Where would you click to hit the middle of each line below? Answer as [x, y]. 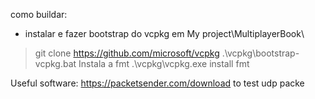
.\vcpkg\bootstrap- [260, 53]
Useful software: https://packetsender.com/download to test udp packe [157, 83]
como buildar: [39, 14]
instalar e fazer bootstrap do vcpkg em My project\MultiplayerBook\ [164, 33]
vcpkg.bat [55, 63]
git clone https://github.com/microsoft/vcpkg [127, 53]
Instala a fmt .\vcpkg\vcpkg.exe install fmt [164, 63]
